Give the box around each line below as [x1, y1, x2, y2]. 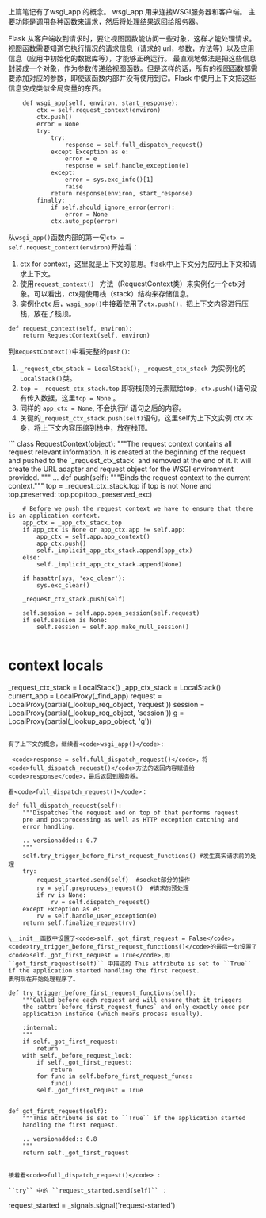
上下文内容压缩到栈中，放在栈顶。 [40, 423, 152, 432]
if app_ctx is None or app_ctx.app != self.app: [22, 526, 186, 534]
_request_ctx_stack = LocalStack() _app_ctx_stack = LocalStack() [8, 682, 222, 692]
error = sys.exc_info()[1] [64, 176, 154, 184]
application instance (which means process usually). [22, 1010, 203, 1018]
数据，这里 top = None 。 [40, 393, 120, 403]
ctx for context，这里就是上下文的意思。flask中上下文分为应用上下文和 [19, 259, 250, 269]
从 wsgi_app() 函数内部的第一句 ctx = [8, 233, 124, 242]
